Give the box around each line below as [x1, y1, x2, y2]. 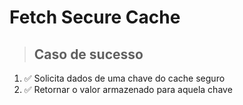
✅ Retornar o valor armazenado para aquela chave [23, 84, 233, 95]
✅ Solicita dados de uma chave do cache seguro [23, 72, 226, 84]
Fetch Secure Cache [9, 6, 181, 29]
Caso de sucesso [33, 46, 144, 63]
